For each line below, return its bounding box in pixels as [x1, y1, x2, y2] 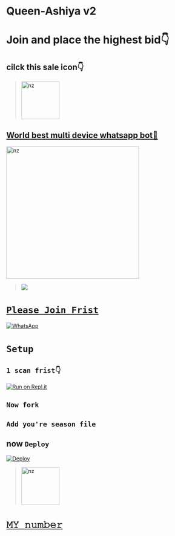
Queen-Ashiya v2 [6, 4, 97, 18]
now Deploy [6, 439, 50, 449]
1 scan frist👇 [6, 366, 61, 374]
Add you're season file [6, 419, 96, 428]
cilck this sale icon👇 [6, 62, 84, 72]
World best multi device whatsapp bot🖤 [6, 130, 159, 140]
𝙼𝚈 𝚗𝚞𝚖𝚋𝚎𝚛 [6, 519, 63, 531]
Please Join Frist [6, 304, 99, 316]
